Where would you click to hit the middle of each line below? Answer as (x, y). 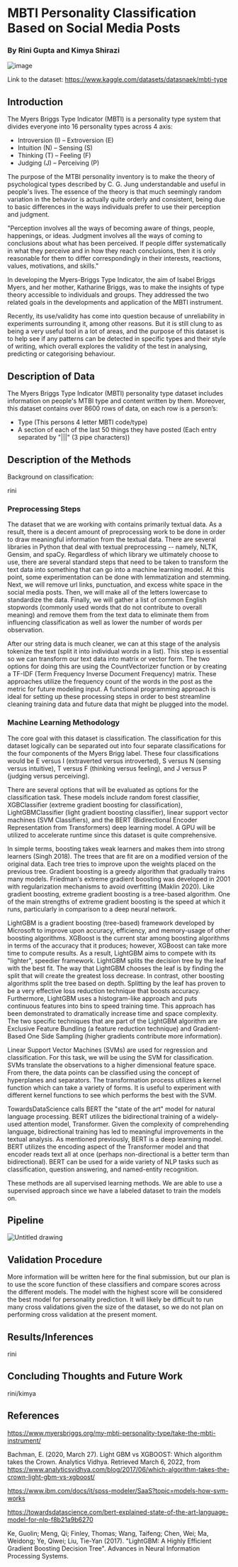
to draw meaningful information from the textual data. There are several (112, 539)
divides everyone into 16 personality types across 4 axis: (90, 126)
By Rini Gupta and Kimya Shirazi (64, 50)
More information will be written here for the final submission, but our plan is (119, 1277)
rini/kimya (22, 1393)
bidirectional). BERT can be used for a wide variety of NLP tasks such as (113, 1161)
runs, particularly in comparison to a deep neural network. (92, 909)
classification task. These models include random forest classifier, (104, 797)
